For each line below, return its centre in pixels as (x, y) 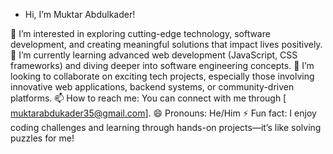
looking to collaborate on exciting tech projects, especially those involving (162, 76)
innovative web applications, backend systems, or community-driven (152, 87)
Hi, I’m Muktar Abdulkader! (80, 14)
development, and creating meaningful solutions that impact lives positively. (166, 44)
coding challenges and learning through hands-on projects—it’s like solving (166, 127)
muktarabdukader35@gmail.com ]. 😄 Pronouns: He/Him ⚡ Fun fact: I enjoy (163, 113)
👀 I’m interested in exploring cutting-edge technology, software (140, 33)
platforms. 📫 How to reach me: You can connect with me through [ (148, 98)
